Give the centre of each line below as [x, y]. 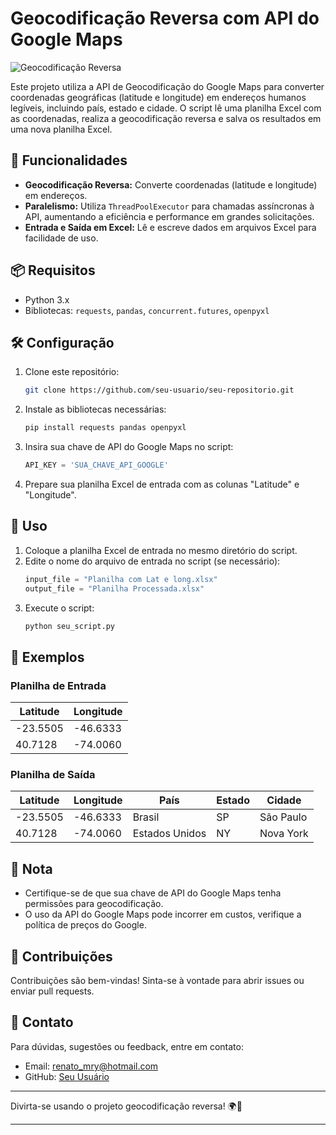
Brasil [146, 817]
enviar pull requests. [52, 991]
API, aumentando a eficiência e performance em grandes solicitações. [169, 216]
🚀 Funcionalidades [69, 160]
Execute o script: [59, 608]
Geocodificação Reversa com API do [165, 18]
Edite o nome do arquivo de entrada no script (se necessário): [152, 561]
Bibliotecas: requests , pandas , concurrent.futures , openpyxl [147, 310]
